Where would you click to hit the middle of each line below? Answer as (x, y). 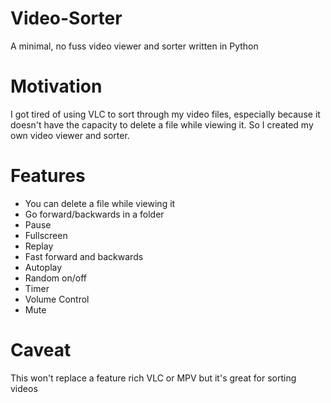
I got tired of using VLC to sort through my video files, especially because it (165, 114)
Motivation (56, 86)
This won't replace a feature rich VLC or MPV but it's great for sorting (153, 378)
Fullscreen (46, 235)
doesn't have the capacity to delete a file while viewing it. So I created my (162, 124)
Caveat (41, 350)
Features (48, 176)
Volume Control (57, 299)
